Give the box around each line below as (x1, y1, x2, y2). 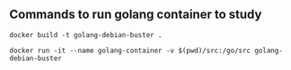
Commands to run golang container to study (9, 7, 262, 22)
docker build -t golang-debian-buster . (9, 30, 163, 39)
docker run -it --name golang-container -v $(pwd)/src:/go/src (9, 46, 251, 55)
